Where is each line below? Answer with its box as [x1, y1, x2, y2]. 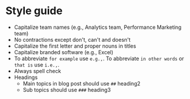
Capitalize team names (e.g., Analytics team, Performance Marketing [14, 24, 182, 31]
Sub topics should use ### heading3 [22, 86, 111, 93]
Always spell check [14, 67, 61, 74]
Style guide [5, 4, 63, 18]
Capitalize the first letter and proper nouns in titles [14, 42, 136, 49]
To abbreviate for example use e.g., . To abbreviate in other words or [14, 55, 184, 62]
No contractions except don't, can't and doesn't [14, 36, 131, 43]
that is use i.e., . [14, 61, 60, 68]
